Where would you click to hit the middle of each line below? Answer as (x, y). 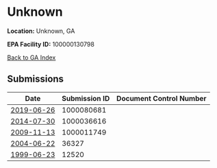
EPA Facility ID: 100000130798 (51, 44)
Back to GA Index (31, 57)
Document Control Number (161, 98)
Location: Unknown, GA (41, 31)
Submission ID (86, 98)
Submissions (35, 79)
